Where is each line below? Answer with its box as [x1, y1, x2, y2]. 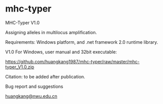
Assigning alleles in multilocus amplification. [5, 29, 97, 35]
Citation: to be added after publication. [5, 73, 86, 79]
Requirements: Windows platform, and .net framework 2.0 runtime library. [5, 39, 158, 45]
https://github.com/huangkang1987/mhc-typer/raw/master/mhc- [5, 58, 140, 64]
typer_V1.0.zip [5, 64, 34, 70]
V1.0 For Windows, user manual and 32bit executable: [5, 49, 117, 55]
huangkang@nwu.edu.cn [5, 93, 58, 99]
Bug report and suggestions [5, 83, 64, 89]
